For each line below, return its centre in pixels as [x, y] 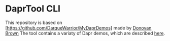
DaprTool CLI [33, 9]
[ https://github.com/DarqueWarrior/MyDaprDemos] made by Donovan [78, 27]
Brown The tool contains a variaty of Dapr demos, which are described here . [85, 33]
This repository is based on [34, 22]
